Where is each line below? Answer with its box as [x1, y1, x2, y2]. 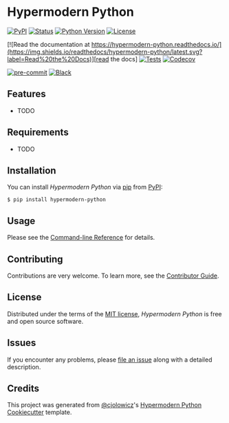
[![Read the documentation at [7, 40, 91, 48]
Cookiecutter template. [7, 408, 72, 417]
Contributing [7, 253, 63, 265]
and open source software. [7, 317, 84, 325]
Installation [7, 165, 56, 176]
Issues [7, 337, 36, 349]
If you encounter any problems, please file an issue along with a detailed [7, 355, 212, 364]
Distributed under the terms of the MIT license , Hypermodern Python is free [7, 309, 222, 318]
